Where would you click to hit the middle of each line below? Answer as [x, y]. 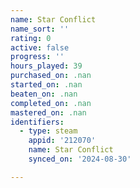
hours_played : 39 [46, 66]
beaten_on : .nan [44, 94]
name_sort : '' [40, 29]
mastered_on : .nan [48, 112]
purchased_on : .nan [51, 76]
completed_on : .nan [51, 103]
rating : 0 [31, 38]
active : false [40, 47]
